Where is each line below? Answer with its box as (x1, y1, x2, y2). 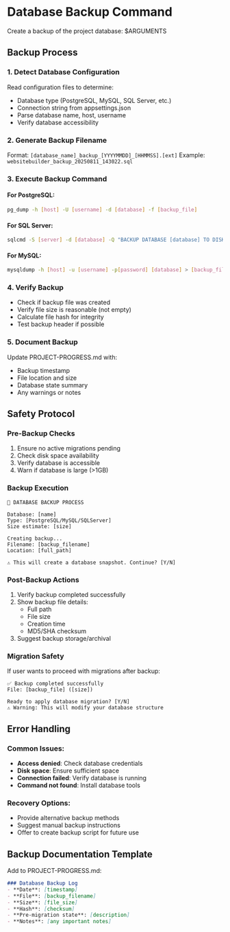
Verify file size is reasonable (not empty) (16, 306, 132, 314)
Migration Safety (7, 651, 64, 661)
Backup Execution (7, 484, 69, 493)
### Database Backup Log (7, 880, 78, 887)
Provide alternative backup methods (16, 814, 120, 822)
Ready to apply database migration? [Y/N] (7, 698, 130, 705)
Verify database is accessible (16, 459, 101, 467)
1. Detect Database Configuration (7, 67, 120, 77)
